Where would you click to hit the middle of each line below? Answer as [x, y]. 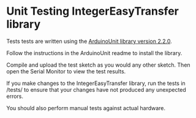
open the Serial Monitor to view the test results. [66, 71]
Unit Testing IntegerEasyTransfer [92, 11]
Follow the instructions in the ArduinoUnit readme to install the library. [94, 53]
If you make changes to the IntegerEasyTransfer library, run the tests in [96, 83]
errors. [15, 96]
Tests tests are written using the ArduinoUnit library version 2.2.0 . [89, 41]
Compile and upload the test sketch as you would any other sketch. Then [99, 65]
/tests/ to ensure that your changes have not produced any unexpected [96, 89]
